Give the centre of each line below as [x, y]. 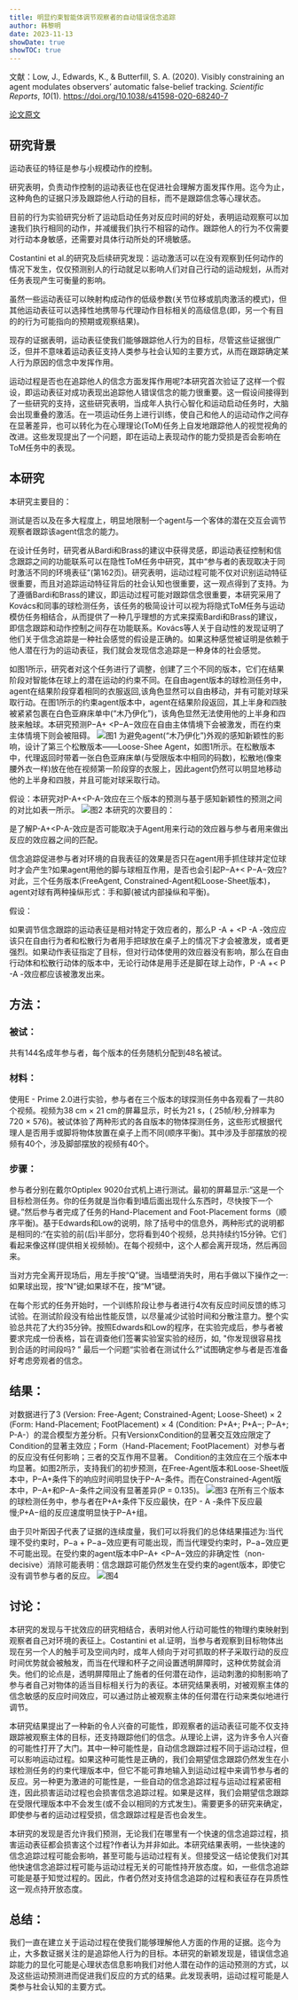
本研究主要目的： [40, 501]
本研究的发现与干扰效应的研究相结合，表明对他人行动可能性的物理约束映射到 [149, 1629]
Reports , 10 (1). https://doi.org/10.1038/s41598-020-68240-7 [119, 96]
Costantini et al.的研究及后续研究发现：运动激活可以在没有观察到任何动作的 [146, 257]
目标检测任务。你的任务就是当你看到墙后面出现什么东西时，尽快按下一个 [141, 1201]
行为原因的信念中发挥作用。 [67, 362]
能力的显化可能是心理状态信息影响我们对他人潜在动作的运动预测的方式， [149, 1965]
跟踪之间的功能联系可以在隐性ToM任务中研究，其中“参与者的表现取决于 [147, 561]
